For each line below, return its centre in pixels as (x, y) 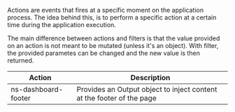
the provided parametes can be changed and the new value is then (104, 53)
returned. (21, 61)
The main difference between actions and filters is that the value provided (114, 38)
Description (150, 78)
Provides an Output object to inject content (147, 89)
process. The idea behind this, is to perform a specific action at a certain (112, 17)
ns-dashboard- (37, 89)
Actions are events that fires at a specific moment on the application (106, 10)
